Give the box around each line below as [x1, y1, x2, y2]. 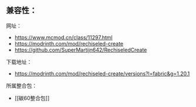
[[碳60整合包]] [14, 94, 50, 101]
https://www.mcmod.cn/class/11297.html [14, 34, 113, 41]
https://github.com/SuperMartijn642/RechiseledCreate [14, 46, 147, 53]
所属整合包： [6, 82, 37, 89]
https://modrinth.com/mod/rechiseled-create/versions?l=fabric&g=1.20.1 [14, 70, 190, 77]
